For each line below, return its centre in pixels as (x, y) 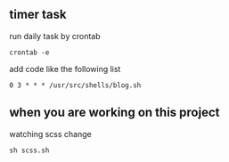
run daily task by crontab (55, 36)
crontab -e (29, 53)
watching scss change (50, 134)
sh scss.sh (29, 150)
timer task (38, 15)
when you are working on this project (114, 113)
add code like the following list (65, 69)
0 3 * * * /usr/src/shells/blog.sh (75, 85)
